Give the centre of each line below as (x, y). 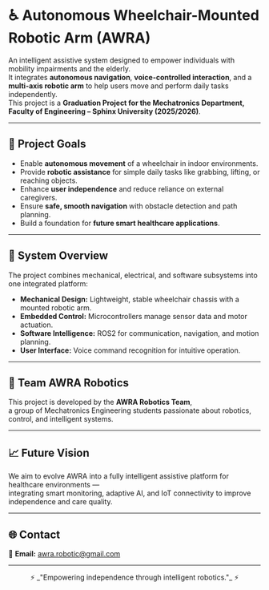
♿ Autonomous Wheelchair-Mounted (134, 16)
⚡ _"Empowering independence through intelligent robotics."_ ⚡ (134, 577)
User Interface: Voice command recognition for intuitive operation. (130, 350)
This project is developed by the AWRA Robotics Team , (100, 402)
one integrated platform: (48, 283)
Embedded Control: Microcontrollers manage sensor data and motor (134, 316)
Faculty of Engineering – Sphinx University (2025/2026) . (105, 111)
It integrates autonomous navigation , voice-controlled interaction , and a (130, 77)
